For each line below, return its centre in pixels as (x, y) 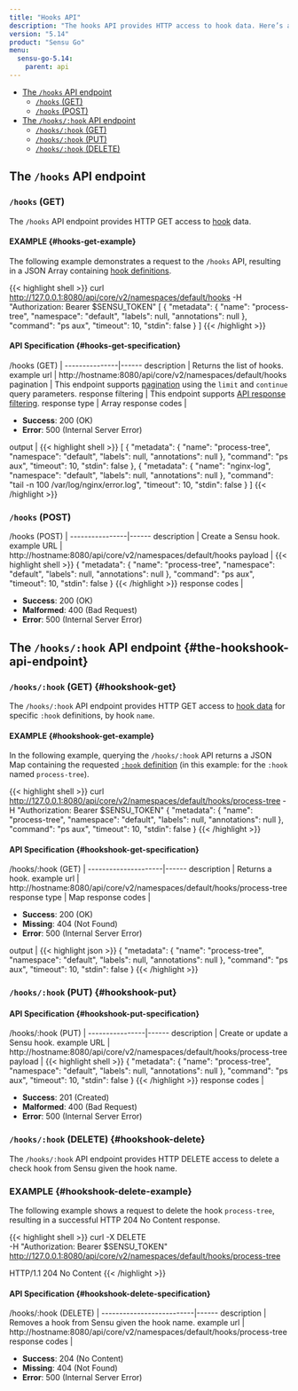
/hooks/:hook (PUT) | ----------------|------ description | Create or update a (149, 1033)
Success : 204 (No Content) (73, 1359)
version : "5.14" (39, 34)
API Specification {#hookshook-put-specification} (104, 1013)
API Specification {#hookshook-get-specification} (104, 849)
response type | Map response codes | (80, 898)
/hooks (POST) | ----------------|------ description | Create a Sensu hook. (145, 537)
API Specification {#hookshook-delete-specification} (110, 1293)
